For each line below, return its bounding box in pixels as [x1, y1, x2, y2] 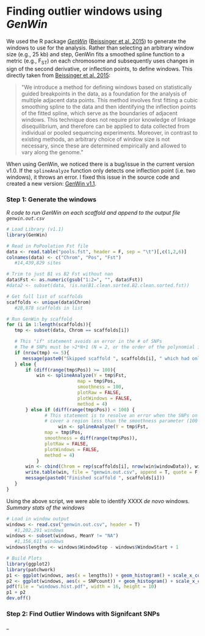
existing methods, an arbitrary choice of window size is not [21, 135, 170, 143]
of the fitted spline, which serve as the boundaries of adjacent [21, 109, 178, 117]
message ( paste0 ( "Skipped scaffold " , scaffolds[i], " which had [22, 355, 190, 362]
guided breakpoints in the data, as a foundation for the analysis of [21, 90, 187, 97]
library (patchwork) [6, 566, 56, 573]
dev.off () [6, 595, 32, 601]
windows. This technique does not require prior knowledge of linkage [21, 116, 196, 123]
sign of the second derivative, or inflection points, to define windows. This [6, 65, 193, 72]
